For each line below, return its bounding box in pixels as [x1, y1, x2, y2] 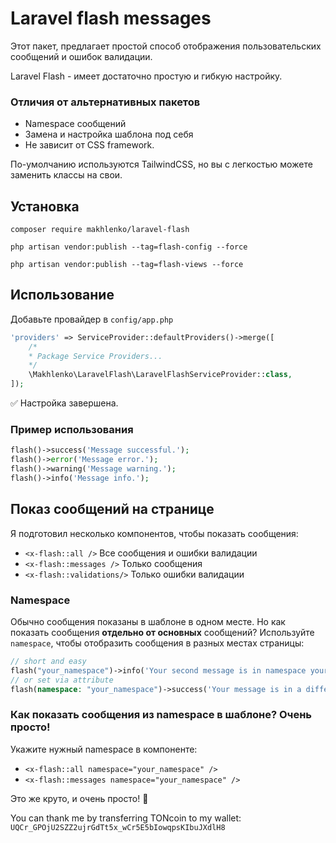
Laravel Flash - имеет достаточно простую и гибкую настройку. [10, 70, 283, 82]
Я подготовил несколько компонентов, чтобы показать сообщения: [10, 527, 299, 539]
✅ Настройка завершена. [10, 397, 119, 409]
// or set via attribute [10, 675, 114, 685]
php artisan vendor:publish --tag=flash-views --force [10, 260, 244, 270]
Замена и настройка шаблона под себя [24, 128, 194, 141]
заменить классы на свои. [10, 169, 123, 181]
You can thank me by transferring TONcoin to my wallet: [10, 812, 242, 824]
